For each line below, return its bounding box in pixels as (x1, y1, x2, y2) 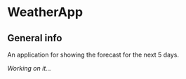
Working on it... (7, 64, 51, 72)
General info (7, 32, 62, 44)
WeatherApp (7, 4, 83, 20)
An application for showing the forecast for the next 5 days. (7, 50, 179, 59)
